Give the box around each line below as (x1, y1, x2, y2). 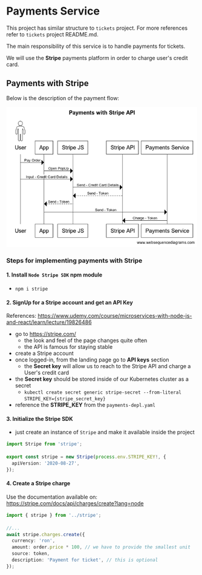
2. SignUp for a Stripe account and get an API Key (6, 298, 133, 306)
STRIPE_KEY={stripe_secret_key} (24, 396, 106, 402)
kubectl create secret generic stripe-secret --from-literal (24, 389, 181, 395)
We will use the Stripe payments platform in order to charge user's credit (6, 54, 189, 61)
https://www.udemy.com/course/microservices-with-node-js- (37, 312, 192, 320)
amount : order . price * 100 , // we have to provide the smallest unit (11, 544, 191, 550)
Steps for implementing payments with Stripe (6, 256, 143, 264)
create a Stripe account (15, 350, 74, 357)
